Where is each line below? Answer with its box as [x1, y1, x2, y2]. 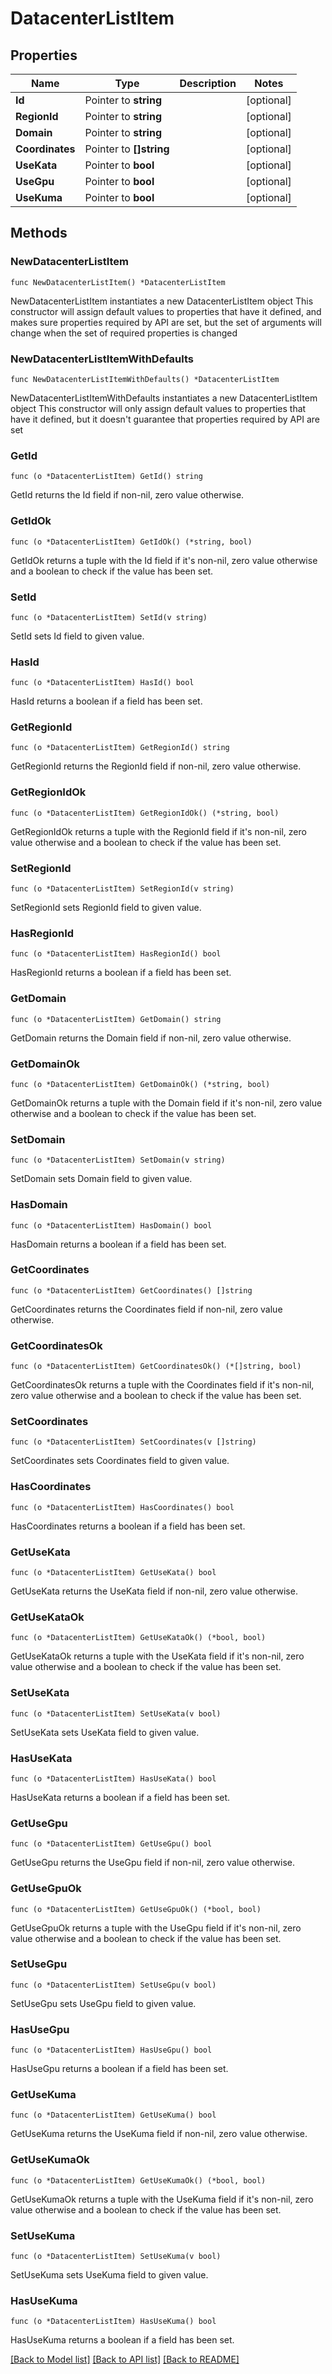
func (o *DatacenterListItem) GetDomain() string [10, 1014, 222, 1024]
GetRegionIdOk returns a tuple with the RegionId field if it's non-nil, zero [10, 825, 307, 837]
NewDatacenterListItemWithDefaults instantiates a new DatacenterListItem [10, 392, 318, 404]
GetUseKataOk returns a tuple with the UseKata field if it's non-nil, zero [10, 1650, 305, 1662]
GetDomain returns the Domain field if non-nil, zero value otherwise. [10, 1032, 292, 1044]
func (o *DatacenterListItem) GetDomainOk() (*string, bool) [10, 1079, 271, 1089]
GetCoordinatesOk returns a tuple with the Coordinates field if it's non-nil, [10, 1379, 315, 1391]
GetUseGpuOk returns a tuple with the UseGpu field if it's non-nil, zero [10, 1922, 302, 1934]
